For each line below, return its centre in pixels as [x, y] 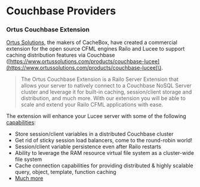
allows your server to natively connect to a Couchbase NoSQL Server [106, 86]
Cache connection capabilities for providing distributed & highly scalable [104, 166]
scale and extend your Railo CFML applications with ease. [92, 105]
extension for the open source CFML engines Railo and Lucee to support [96, 49]
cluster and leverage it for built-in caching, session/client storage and [106, 92]
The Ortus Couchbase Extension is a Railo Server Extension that [100, 79]
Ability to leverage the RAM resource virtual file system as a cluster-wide [104, 153]
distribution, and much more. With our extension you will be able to [103, 98]
